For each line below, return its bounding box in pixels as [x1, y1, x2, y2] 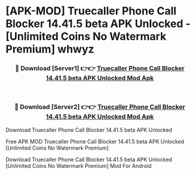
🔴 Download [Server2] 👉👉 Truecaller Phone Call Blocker [14, 103, 186, 111]
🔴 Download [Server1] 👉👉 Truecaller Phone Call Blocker [15, 64, 185, 73]
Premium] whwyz [5, 43, 94, 56]
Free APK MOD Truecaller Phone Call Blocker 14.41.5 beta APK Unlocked [5, 138, 185, 145]
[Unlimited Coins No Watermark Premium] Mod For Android [5, 162, 152, 169]
